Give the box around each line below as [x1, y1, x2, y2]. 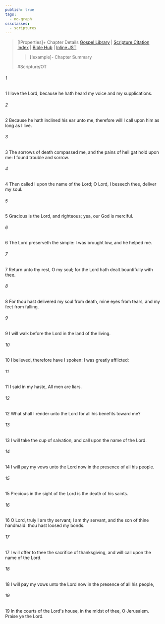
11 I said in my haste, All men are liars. [5, 384, 82, 390]
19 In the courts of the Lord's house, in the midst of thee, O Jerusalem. [5, 608, 150, 614]
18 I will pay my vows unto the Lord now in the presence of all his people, [5, 581, 155, 587]
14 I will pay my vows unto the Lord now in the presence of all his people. [5, 464, 155, 470]
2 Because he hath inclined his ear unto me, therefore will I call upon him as [5, 117, 160, 123]
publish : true [5, 7, 35, 12]
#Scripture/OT [17, 64, 47, 70]
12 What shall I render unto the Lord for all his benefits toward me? [5, 410, 141, 416]
